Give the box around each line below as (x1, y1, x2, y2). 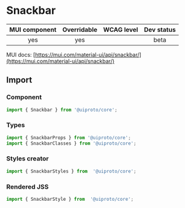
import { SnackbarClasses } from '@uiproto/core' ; (6, 140, 137, 147)
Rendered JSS (6, 182, 49, 191)
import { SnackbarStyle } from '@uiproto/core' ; (6, 197, 134, 203)
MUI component (9, 25, 57, 34)
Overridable (62, 25, 98, 34)
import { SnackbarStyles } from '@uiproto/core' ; (6, 168, 137, 174)
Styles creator (6, 154, 49, 163)
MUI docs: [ (6, 51, 36, 58)
